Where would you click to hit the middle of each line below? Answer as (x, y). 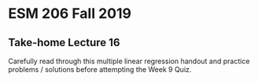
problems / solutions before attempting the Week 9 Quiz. (100, 70)
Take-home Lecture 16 (64, 43)
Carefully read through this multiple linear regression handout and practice (129, 61)
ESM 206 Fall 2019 (70, 14)
